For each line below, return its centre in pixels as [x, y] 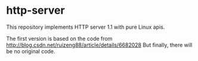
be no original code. [31, 51]
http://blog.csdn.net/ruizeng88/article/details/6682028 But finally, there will [99, 45]
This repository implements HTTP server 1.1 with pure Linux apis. [86, 27]
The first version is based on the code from [59, 38]
